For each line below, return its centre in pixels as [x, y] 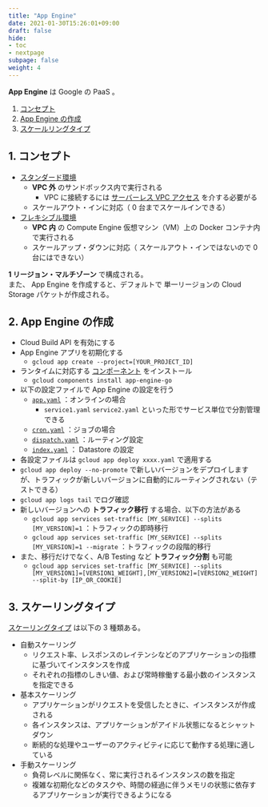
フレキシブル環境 [48, 217]
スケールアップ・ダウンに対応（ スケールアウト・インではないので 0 [145, 247]
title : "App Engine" [43, 16]
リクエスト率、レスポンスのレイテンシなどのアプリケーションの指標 [144, 655]
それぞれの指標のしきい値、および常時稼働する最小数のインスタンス [144, 675]
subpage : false [34, 61]
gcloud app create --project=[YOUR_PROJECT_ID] [112, 362]
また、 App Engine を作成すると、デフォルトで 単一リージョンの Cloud [125, 284]
